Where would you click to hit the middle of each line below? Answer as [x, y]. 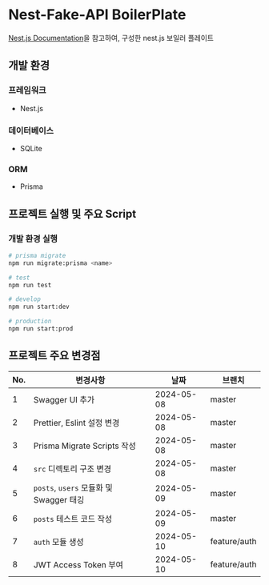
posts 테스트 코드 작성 [73, 519]
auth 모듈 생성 [58, 542]
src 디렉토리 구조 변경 [72, 468]
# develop [25, 299]
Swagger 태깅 [59, 499]
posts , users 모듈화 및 [73, 487]
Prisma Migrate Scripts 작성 [84, 446]
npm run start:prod [41, 329]
